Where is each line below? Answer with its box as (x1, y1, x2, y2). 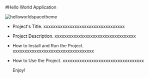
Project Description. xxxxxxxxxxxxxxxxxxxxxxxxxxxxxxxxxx (12, 33, 136, 39)
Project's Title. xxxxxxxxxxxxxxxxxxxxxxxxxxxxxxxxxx (12, 23, 125, 29)
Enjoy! (12, 67, 25, 73)
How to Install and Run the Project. (12, 43, 84, 49)
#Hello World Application (5, 4, 56, 10)
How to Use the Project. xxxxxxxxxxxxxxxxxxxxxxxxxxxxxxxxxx (12, 58, 144, 64)
